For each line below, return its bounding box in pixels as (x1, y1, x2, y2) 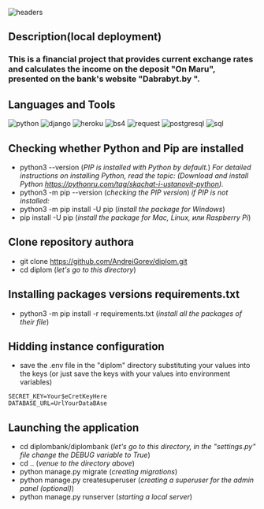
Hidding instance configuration (8, 340, 165, 353)
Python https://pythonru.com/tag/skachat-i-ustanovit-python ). (19, 179, 224, 188)
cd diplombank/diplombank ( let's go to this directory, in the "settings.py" (19, 442, 256, 451)
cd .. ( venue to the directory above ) (19, 459, 136, 468)
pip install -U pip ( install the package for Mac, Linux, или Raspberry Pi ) (19, 213, 251, 222)
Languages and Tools (8, 98, 116, 111)
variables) (19, 377, 53, 387)
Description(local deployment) (8, 30, 162, 43)
